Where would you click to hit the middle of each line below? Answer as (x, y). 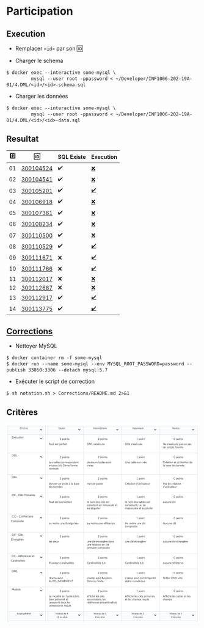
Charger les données (42, 96)
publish (16, 370)
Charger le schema (39, 60)
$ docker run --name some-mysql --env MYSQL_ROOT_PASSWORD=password (95, 364)
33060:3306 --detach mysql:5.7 (68, 370)
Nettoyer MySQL (36, 346)
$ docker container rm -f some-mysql (54, 358)
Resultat (23, 139)
